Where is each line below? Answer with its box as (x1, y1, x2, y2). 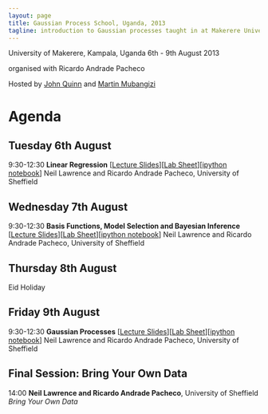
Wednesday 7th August (8, 200, 128, 214)
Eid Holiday (8, 282, 45, 292)
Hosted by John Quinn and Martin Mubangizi (8, 79, 156, 89)
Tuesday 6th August (8, 139, 112, 152)
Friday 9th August (8, 306, 100, 319)
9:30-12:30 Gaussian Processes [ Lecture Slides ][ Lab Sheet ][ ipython (8, 326, 235, 336)
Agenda (8, 107, 61, 125)
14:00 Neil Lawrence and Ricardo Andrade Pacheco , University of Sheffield (8, 388, 259, 397)
